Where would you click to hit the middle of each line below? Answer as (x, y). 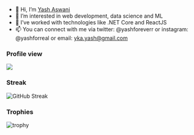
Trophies (20, 112)
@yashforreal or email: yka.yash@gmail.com (72, 38)
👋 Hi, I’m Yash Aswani (43, 9)
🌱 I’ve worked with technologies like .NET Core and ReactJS (91, 22)
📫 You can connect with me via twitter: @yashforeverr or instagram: (102, 29)
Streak (16, 82)
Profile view (24, 54)
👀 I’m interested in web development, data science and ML (89, 16)
